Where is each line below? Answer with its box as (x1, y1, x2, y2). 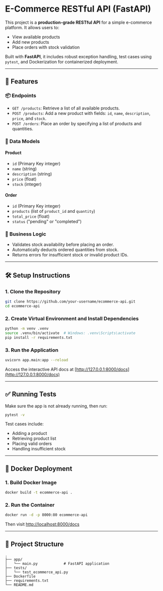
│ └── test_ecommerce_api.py (5, 570, 68, 575)
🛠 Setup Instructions (5, 271, 70, 279)
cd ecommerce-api (5, 303, 40, 308)
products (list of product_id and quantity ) (12, 208, 96, 214)
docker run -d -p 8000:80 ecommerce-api (5, 512, 88, 517)
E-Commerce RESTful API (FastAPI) (5, 3, 151, 15)
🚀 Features (5, 78, 38, 86)
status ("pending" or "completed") (12, 218, 82, 224)
